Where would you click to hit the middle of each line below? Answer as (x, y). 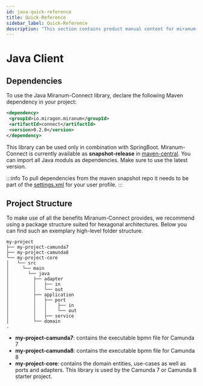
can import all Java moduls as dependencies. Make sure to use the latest (97, 160)
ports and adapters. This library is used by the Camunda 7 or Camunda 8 (106, 370)
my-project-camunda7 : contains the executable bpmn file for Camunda (105, 338)
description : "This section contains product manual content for (90, 29)
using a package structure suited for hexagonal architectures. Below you (97, 224)
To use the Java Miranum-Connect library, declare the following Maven (95, 96)
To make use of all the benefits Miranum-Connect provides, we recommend (100, 218)
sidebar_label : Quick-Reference (47, 23)
